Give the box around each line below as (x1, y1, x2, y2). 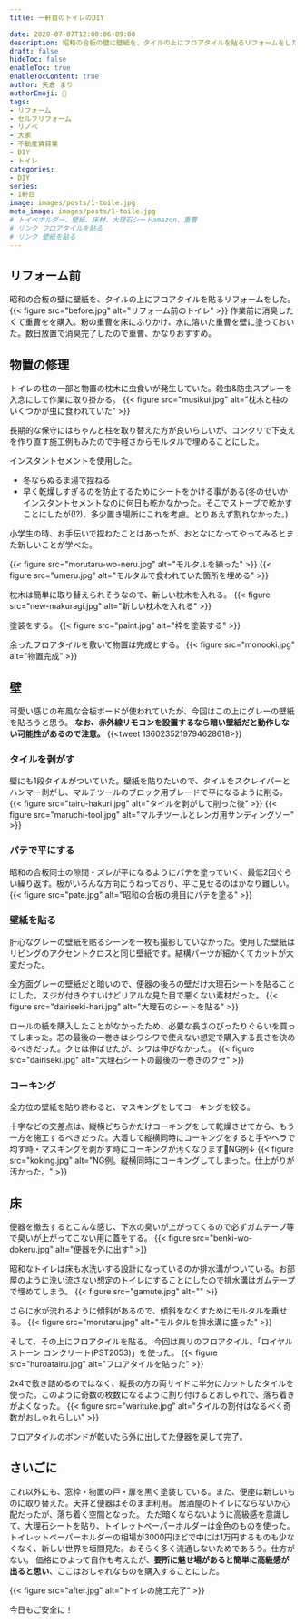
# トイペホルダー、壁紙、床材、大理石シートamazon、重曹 (9, 215, 198, 224)
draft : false (9, 46, 59, 55)
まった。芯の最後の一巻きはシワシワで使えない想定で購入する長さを (25, 1031, 280, 1042)
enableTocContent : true (9, 72, 100, 82)
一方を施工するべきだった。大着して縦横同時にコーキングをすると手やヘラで (9, 1132, 296, 1144)
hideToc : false (9, 55, 67, 64)
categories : (9, 164, 54, 173)
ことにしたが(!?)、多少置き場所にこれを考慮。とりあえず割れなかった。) (22, 509, 289, 520)
